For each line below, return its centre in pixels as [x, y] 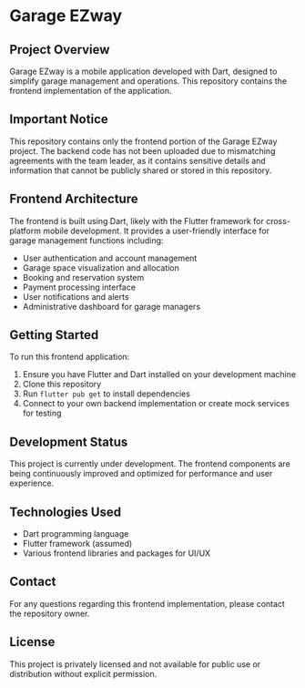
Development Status [69, 442]
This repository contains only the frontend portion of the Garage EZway [143, 141]
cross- [278, 221]
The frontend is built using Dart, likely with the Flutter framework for [137, 221]
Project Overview [60, 50]
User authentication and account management [110, 258]
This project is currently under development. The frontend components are [150, 464]
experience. [32, 483]
